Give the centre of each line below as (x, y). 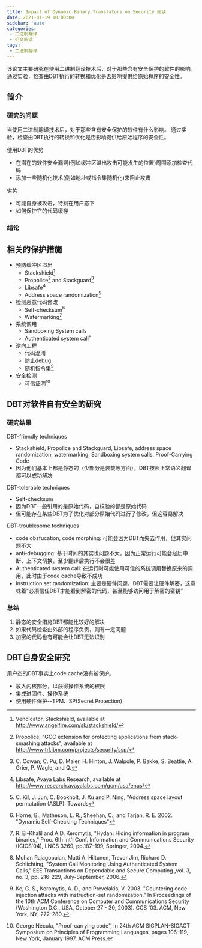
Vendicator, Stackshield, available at (60, 719)
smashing (28, 743)
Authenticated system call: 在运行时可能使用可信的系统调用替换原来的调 (104, 568)
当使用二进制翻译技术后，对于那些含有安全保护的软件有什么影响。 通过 (94, 130)
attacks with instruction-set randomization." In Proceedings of (114, 895)
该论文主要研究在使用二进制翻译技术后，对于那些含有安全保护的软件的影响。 (101, 68)
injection (26, 895)
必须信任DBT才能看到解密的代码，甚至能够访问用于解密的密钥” (106, 591)
